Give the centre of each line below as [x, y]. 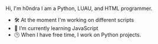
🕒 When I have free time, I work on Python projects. [78, 35]
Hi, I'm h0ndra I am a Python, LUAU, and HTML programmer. [79, 8]
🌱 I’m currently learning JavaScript [56, 28]
